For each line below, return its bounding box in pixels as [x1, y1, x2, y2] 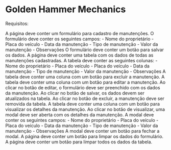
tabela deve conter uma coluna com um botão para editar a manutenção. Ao [5, 79, 166, 85]
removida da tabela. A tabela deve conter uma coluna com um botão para [5, 101, 160, 107]
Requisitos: [5, 20, 29, 27]
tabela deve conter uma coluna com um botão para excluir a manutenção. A [5, 73, 165, 80]
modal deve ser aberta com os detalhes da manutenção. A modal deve [5, 111, 154, 118]
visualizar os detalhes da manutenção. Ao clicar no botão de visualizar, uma [5, 106, 165, 112]
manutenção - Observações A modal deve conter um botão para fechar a [5, 128, 160, 134]
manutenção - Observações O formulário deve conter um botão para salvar [5, 46, 164, 53]
